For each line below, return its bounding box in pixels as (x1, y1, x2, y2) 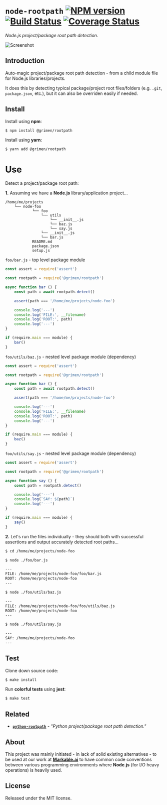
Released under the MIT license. (5, 795, 72, 801)
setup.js (31, 248, 50, 253)
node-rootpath (5, 7, 64, 16)
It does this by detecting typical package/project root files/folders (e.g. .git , (5, 85, 162, 91)
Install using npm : (5, 118, 42, 124)
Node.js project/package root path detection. (5, 32, 98, 38)
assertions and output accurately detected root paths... (5, 539, 119, 545)
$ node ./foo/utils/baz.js (5, 590, 61, 595)
